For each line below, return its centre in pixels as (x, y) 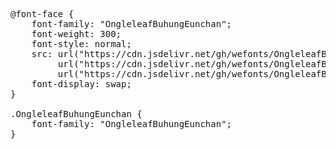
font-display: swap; (81, 84)
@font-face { (42, 14)
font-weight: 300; (76, 34)
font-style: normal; (81, 44)
